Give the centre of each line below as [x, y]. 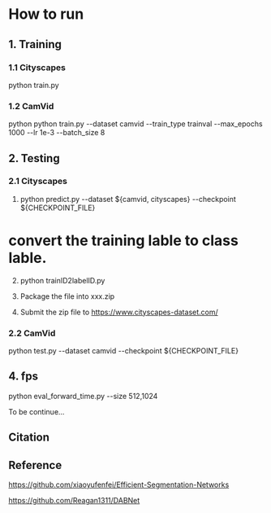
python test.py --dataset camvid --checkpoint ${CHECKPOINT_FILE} [124, 351]
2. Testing [34, 158]
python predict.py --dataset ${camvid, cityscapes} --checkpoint [128, 199]
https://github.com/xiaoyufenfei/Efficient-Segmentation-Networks [119, 484]
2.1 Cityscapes [38, 182]
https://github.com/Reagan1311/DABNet [74, 501]
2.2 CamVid [32, 333]
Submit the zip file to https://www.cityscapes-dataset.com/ [119, 312]
